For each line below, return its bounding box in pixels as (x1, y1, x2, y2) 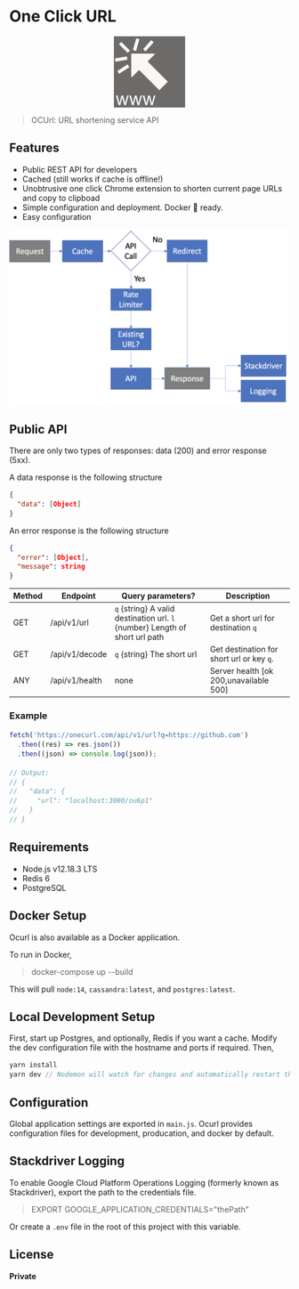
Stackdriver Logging (9, 1154, 125, 1169)
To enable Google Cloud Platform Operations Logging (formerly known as (9, 1177, 279, 1188)
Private (9, 1270, 37, 1281)
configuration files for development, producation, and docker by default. (9, 1128, 274, 1139)
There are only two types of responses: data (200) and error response (9, 445, 267, 456)
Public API (9, 421, 68, 437)
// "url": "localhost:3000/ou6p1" (9, 797, 153, 806)
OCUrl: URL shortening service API (30, 114, 159, 126)
